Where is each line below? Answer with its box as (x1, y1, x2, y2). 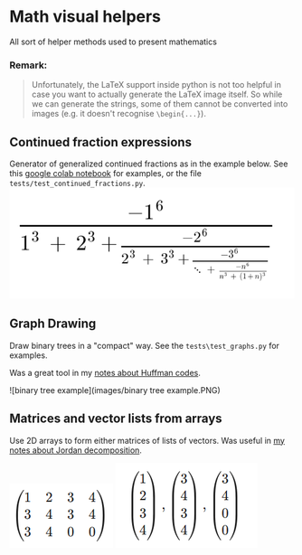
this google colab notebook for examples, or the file (9, 168, 202, 179)
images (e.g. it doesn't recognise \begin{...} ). (31, 108, 206, 119)
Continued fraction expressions (9, 134, 193, 150)
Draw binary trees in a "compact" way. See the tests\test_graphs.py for (9, 340, 280, 351)
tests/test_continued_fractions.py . (9, 178, 146, 189)
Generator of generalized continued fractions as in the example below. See (9, 158, 288, 169)
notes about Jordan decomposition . (9, 445, 143, 456)
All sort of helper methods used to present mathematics (9, 36, 217, 47)
